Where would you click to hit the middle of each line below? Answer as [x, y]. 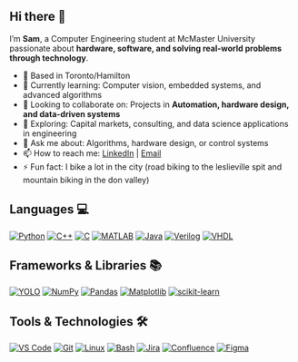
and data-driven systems [71, 113]
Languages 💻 [49, 210]
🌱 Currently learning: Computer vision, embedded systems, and [142, 85]
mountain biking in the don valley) [86, 180]
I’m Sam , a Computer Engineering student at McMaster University [133, 38]
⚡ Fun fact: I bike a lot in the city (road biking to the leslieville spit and [152, 166]
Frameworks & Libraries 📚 [85, 265]
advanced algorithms [62, 94]
